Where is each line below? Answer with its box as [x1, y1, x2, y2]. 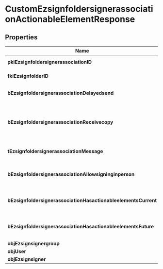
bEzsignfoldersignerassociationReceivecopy [7, 119, 114, 125]
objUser [7, 248, 26, 254]
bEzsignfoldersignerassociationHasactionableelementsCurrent [7, 197, 157, 203]
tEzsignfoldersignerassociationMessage [7, 148, 103, 154]
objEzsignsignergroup [7, 240, 60, 247]
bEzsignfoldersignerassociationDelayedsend [7, 90, 114, 96]
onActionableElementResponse [5, 14, 135, 25]
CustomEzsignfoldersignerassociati [5, 3, 154, 15]
